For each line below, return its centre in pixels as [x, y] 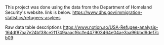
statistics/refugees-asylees [33, 18]
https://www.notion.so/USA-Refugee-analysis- [110, 27]
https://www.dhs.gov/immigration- [107, 12]
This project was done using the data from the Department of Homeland [79, 7]
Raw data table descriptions [34, 27]
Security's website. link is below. [38, 12]
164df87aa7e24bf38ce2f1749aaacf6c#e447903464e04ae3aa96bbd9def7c [82, 32]
